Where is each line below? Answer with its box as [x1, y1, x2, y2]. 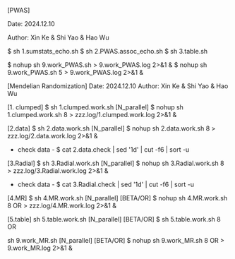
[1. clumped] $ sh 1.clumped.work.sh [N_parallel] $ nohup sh [7, 103, 183, 112]
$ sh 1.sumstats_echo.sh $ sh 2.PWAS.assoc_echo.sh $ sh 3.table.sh [7, 47, 208, 55]
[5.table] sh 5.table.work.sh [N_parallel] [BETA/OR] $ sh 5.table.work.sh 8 [7, 215, 221, 223]
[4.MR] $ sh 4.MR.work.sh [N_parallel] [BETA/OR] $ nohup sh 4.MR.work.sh [7, 194, 228, 202]
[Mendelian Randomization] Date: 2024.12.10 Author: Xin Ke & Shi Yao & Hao [7, 82, 229, 90]
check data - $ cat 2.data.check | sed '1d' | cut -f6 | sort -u [17, 145, 190, 154]
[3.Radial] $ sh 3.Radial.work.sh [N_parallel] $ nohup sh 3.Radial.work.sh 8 [7, 159, 224, 167]
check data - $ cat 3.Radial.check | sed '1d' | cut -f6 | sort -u [17, 180, 195, 188]
